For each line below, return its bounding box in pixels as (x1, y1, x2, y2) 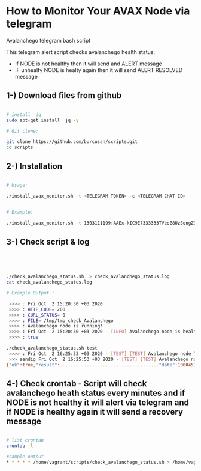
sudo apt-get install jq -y (6, 117, 79, 123)
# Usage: (6, 182, 28, 188)
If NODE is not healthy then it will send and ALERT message (14, 60, 163, 67)
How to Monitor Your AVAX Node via (6, 4, 190, 18)
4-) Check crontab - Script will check (6, 378, 147, 389)
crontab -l (6, 443, 33, 449)
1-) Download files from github (6, 90, 122, 100)
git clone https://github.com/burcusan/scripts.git (6, 139, 138, 145)
